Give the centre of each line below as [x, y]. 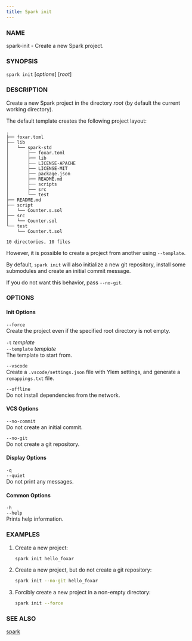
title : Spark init [29, 12]
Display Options [26, 458]
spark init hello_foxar [44, 558]
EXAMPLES [23, 534]
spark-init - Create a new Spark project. [55, 45]
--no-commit [21, 421]
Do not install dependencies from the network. [63, 395]
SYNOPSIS [22, 61]
